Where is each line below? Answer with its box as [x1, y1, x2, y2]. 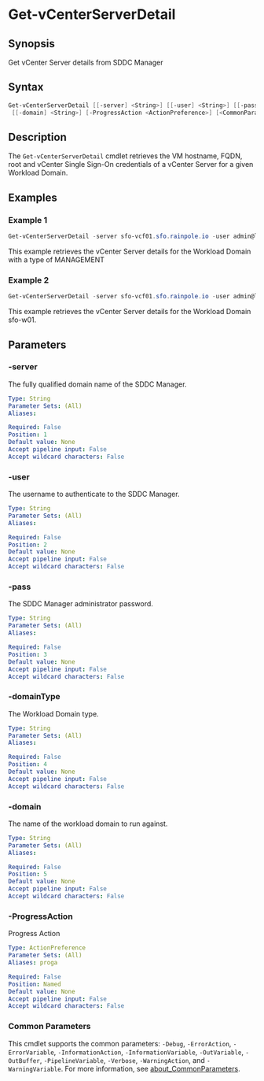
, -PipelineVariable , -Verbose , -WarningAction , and [39, 1055, 206, 1064]
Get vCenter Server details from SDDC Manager [8, 57, 163, 67]
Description [8, 130, 67, 143]
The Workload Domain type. [8, 709, 100, 718]
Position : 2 [8, 541, 47, 549]
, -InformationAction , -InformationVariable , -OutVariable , [53, 1047, 244, 1057]
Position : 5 [8, 870, 47, 879]
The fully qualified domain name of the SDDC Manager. [8, 379, 187, 389]
